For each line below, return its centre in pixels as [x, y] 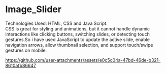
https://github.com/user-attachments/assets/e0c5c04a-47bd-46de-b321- [83, 60]
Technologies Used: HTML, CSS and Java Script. [56, 23]
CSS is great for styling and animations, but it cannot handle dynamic [78, 28]
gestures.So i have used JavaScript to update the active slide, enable [77, 40]
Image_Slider [34, 9]
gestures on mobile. [26, 50]
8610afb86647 [21, 65]
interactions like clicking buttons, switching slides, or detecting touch [77, 34]
